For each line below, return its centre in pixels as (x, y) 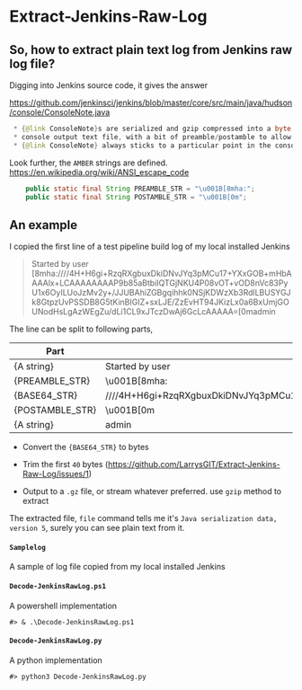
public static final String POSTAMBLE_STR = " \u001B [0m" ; (136, 197)
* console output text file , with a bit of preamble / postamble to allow (152, 137)
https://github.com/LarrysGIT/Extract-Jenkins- (194, 464)
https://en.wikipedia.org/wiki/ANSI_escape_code (99, 172)
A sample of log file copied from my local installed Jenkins (118, 567)
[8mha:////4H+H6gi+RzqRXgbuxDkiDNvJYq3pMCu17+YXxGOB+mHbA (161, 274)
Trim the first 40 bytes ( (65, 464)
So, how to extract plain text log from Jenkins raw (151, 50)
